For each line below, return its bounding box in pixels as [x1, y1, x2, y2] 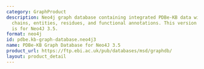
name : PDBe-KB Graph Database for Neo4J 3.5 [6, 43, 121, 49]
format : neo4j [6, 31, 42, 37]
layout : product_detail [6, 53, 67, 59]
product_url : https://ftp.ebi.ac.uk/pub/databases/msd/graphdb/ [6, 48, 172, 54]
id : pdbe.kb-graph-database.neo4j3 [6, 37, 97, 43]
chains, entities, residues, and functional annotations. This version [12, 20, 197, 26]
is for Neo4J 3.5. [12, 25, 59, 32]
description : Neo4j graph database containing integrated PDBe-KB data [6, 14, 191, 20]
